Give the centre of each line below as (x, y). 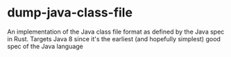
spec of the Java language (45, 46)
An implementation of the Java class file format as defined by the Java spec (116, 32)
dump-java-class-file (70, 13)
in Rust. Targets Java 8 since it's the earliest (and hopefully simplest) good (114, 38)
